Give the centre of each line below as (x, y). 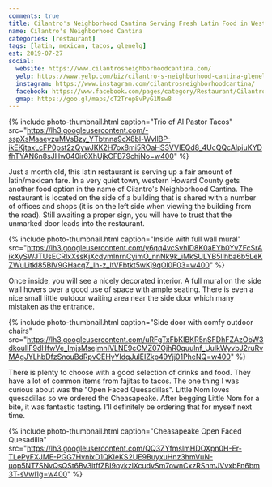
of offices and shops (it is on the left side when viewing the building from (130, 207)
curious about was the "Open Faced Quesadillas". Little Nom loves (119, 390)
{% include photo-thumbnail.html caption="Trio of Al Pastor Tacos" (121, 122)
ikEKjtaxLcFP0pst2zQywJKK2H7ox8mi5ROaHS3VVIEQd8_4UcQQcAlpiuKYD (136, 147)
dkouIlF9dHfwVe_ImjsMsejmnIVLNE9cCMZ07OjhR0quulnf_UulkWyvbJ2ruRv (136, 348)
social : (21, 62)
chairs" (20, 331)
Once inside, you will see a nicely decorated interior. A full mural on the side (135, 281)
